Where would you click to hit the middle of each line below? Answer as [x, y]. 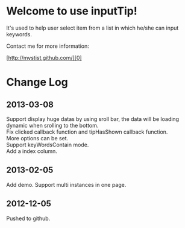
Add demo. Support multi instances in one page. [66, 184]
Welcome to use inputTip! [72, 11]
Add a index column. [32, 151]
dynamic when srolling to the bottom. [52, 125]
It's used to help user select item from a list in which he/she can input [92, 28]
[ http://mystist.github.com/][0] [44, 57]
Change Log [37, 82]
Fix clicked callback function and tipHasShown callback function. [87, 132]
